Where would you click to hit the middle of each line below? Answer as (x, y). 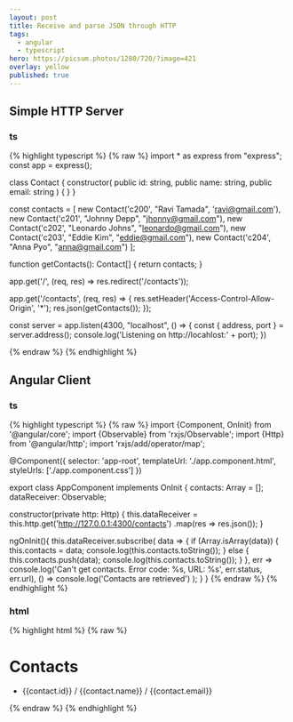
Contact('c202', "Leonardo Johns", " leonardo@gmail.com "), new (128, 229)
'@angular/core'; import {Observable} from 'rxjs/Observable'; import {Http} (147, 434)
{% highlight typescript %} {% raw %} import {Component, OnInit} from (141, 425)
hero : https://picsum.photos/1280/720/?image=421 (103, 59)
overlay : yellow (39, 68)
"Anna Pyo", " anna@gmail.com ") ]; (72, 247)
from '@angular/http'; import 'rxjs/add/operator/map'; (107, 444)
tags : (19, 34)
